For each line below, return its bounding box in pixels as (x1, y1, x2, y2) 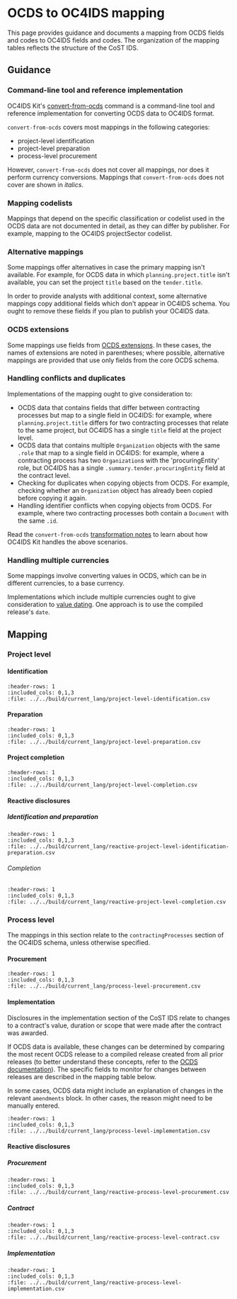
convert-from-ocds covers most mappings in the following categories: (7, 123, 210, 131)
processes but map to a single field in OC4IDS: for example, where (17, 411, 212, 419)
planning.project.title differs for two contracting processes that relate (17, 418, 229, 427)
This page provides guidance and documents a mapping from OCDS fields (7, 28, 224, 37)
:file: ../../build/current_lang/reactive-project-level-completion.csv (7, 898, 226, 905)
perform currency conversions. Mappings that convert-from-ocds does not (7, 172, 224, 182)
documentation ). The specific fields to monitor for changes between (7, 1065, 207, 1074)
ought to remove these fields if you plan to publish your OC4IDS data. (7, 307, 210, 316)
